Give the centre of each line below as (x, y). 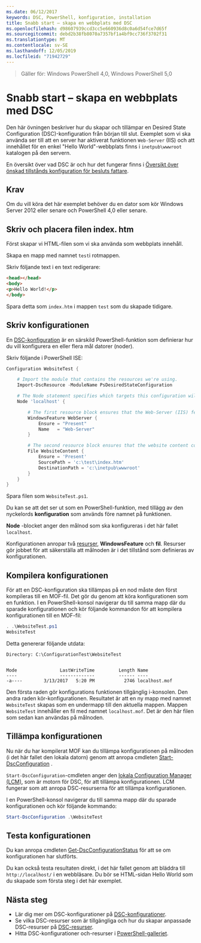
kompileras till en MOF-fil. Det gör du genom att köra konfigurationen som (97, 596)
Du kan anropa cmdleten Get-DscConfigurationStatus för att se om (89, 850)
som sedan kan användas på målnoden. (55, 717)
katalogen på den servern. (39, 153)
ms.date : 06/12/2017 (32, 12)
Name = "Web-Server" (66, 429)
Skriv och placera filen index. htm (70, 229)
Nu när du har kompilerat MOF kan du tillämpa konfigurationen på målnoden (100, 751)
